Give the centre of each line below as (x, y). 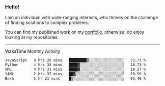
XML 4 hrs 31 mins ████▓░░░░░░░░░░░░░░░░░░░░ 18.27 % (76, 69)
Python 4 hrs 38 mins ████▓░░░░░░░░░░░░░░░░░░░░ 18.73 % (76, 65)
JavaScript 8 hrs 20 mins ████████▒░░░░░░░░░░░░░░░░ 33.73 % (76, 60)
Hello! (12, 7)
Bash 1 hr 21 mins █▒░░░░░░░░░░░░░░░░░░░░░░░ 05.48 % (76, 78)
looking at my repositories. (32, 37)
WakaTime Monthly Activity (33, 51)
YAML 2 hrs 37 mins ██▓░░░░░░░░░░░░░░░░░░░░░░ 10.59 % (76, 74)
